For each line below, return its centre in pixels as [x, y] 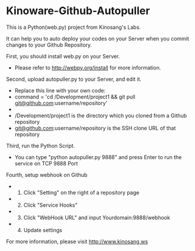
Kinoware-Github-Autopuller [78, 11]
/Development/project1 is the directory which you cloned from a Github [101, 115]
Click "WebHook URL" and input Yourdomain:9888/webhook [97, 217]
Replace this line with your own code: [60, 90]
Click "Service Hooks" [50, 205]
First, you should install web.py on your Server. [63, 56]
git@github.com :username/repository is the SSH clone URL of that [95, 128]
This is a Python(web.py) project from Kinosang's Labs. [74, 27]
